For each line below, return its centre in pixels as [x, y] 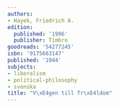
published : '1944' [34, 60]
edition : [20, 27]
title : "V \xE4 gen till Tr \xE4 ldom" [60, 93]
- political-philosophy [42, 80]
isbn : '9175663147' [36, 54]
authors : [20, 14]
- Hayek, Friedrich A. [41, 21]
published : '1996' [41, 34]
